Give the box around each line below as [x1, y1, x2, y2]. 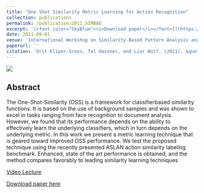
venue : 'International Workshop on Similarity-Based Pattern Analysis [6, 37, 189, 43]
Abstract [6, 83, 41, 93]
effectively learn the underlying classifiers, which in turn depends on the [6, 124, 188, 131]
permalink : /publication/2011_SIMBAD [6, 20, 102, 26]
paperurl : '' [6, 43, 39, 49]
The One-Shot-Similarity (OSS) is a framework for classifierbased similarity [6, 98, 194, 106]
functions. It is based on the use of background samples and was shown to [6, 104, 194, 112]
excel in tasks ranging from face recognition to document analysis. [6, 111, 173, 118]
